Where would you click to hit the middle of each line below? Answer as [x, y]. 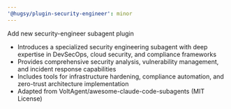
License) [30, 99]
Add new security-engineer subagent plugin [71, 33]
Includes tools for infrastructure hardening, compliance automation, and [121, 76]
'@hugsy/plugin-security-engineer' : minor [70, 14]
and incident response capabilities [67, 69]
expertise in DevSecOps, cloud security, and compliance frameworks [117, 54]
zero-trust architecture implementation [73, 83]
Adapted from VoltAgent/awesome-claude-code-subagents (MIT [111, 91]
